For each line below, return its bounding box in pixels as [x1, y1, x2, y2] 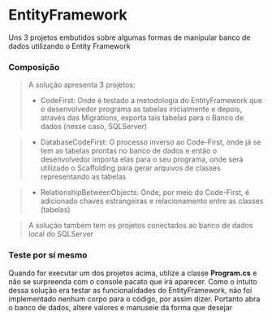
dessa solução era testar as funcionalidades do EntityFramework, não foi [8, 285, 253, 295]
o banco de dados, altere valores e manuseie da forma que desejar [8, 302, 233, 312]
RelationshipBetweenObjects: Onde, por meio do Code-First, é [40, 188, 250, 197]
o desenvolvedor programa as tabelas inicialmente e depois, [40, 104, 243, 115]
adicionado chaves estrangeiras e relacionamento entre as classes [40, 197, 264, 206]
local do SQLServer [28, 229, 94, 239]
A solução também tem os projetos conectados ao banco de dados [28, 221, 253, 231]
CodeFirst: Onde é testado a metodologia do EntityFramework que [40, 96, 262, 106]
